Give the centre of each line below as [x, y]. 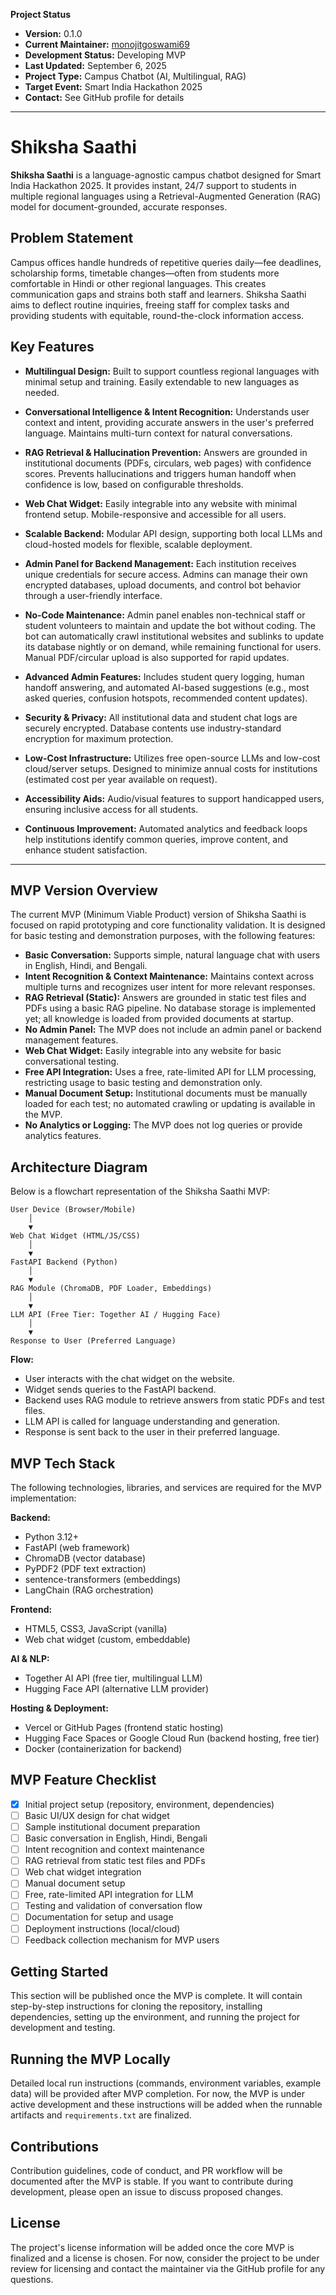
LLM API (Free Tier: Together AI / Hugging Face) [116, 1315]
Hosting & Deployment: [59, 1708]
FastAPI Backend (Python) [64, 1262]
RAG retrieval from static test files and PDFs [115, 1861]
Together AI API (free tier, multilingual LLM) [113, 1678]
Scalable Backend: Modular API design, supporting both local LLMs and [173, 533]
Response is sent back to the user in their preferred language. [152, 1432]
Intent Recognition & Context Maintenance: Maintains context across [169, 976]
